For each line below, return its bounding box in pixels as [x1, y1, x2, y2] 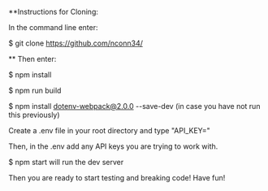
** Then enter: [8, 54, 57, 63]
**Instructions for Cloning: [8, 7, 99, 16]
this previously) [8, 110, 60, 119]
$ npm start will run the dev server [8, 158, 124, 167]
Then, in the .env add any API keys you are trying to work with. [8, 141, 218, 151]
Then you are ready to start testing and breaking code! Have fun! [8, 173, 226, 182]
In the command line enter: [8, 23, 98, 32]
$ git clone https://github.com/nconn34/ [8, 38, 144, 48]
